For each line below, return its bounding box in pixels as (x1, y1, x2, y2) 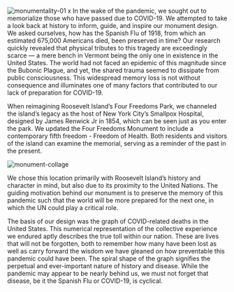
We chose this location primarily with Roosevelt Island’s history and (7, 174, 201, 182)
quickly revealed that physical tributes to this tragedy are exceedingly (7, 44, 207, 52)
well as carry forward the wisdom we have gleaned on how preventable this (7, 247, 226, 255)
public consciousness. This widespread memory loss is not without (7, 74, 200, 82)
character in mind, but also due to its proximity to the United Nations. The (7, 181, 219, 189)
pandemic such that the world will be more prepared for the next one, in (7, 196, 214, 204)
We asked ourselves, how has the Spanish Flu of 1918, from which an (7, 29, 206, 37)
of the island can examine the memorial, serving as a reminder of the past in (7, 139, 226, 147)
